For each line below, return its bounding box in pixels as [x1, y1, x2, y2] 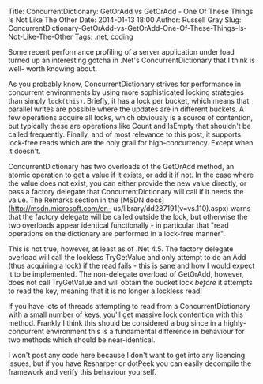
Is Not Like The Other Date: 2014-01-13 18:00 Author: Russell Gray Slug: [8, 15, 242, 24]
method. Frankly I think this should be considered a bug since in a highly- [8, 318, 247, 327]
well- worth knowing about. [8, 64, 97, 73]
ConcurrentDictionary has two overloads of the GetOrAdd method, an [8, 162, 235, 171]
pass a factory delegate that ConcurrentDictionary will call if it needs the [8, 187, 244, 196]
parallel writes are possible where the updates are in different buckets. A [8, 104, 245, 114]
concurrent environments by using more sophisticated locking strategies [8, 88, 245, 97]
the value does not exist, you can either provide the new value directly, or [8, 179, 247, 188]
